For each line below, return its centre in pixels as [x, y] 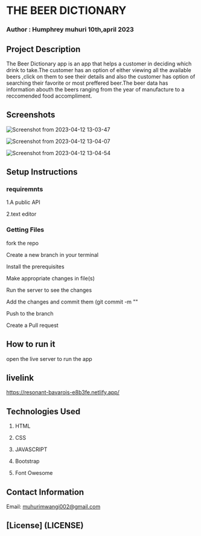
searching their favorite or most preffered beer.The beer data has [87, 83]
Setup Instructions [42, 172]
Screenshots [31, 115]
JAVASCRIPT [31, 449]
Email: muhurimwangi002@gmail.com [53, 506]
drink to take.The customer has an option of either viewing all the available [99, 70]
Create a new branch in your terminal [52, 254]
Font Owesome [34, 473]
